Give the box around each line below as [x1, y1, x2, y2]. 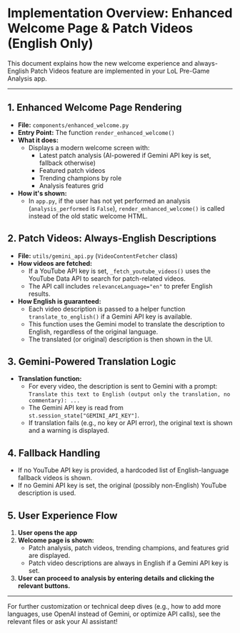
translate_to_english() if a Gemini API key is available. [28, 312, 193, 321]
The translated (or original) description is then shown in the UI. [28, 334, 213, 344]
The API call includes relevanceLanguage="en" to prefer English [28, 281, 213, 290]
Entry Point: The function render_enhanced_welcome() [17, 128, 175, 136]
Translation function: [17, 374, 82, 383]
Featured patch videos [39, 166, 106, 174]
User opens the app [17, 529, 78, 537]
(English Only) [7, 36, 94, 51]
